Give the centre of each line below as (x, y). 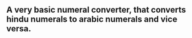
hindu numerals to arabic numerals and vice (92, 20)
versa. (19, 29)
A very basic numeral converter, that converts (96, 10)
